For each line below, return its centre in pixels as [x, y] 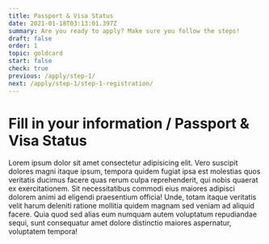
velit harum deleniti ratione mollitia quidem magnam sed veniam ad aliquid [131, 206]
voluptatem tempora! [43, 232]
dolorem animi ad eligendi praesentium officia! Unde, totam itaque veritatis [132, 197]
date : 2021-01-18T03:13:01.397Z [63, 23]
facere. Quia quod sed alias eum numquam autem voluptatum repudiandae [132, 214]
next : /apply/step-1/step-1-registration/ [81, 83]
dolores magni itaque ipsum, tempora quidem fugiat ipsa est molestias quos [134, 171]
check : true [28, 69]
